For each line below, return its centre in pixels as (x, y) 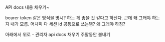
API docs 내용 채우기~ (27, 7)
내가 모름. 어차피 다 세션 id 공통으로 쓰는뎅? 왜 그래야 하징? (68, 24)
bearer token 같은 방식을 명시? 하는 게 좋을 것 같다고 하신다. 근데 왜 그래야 (78, 18)
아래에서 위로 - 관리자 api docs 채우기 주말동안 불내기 (58, 34)
